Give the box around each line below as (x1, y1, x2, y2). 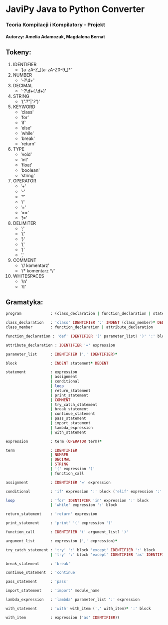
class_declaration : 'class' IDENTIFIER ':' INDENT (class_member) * (5, 320, 156, 325)
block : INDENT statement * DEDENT (5, 361, 109, 366)
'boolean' (20, 167, 40, 173)
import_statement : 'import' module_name (5, 588, 100, 593)
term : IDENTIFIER (5, 448, 78, 453)
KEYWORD (12, 104, 35, 110)
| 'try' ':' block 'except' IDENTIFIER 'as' (50, 552, 144, 557)
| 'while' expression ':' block (50, 502, 118, 507)
